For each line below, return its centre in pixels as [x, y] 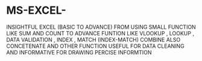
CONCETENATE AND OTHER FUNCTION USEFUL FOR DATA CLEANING [96, 46]
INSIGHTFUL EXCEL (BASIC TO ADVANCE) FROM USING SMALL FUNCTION [101, 27]
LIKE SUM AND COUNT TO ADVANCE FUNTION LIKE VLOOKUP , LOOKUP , [100, 33]
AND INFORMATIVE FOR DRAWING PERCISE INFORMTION [79, 52]
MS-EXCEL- [36, 10]
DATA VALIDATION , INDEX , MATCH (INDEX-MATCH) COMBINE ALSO [93, 39]
